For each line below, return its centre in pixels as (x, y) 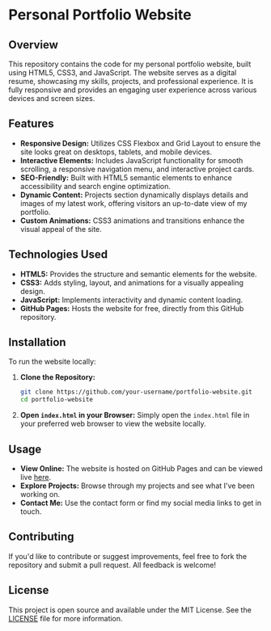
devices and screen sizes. (52, 98)
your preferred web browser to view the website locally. (113, 424)
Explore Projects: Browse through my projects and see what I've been (137, 486)
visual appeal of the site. (61, 229)
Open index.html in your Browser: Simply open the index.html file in (135, 415)
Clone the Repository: (57, 377)
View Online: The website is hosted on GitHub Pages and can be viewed (141, 469)
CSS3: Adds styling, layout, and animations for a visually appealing (132, 282)
